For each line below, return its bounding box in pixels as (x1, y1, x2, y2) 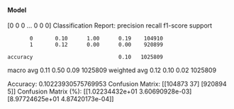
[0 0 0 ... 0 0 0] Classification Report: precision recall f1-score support (7, 21, 213, 30)
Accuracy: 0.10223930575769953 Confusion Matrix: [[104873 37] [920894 (7, 80, 227, 88)
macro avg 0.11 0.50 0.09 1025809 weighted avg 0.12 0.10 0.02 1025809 (7, 66, 217, 74)
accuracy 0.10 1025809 (7, 54, 163, 61)
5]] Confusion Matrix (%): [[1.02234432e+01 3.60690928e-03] (7, 87, 192, 96)
